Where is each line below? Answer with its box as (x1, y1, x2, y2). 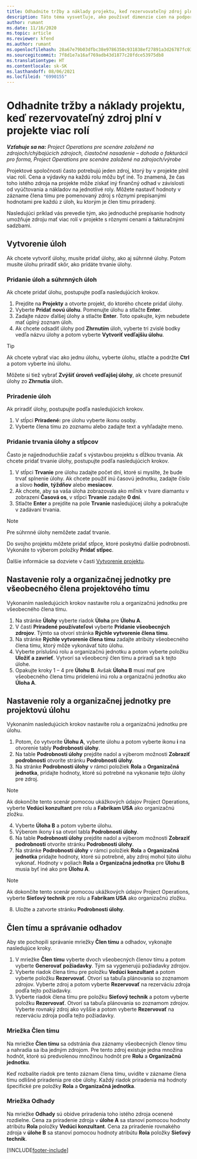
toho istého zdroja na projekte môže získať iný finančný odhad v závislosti (6, 180, 185, 187)
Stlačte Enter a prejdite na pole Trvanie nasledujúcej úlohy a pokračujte (15, 500, 188, 507)
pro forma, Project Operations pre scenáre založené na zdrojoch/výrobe (6, 156, 181, 163)
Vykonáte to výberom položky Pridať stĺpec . (6, 546, 114, 553)
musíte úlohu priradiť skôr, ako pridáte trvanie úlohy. (6, 261, 132, 268)
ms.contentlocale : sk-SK (6, 63, 67, 69)
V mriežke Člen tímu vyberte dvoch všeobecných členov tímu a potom (15, 956, 186, 963)
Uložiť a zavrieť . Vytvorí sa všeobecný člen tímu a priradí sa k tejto (15, 654, 177, 661)
